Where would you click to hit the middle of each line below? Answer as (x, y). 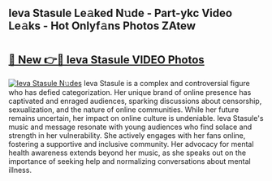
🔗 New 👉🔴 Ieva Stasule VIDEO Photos (106, 60)
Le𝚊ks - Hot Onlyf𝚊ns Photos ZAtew (102, 26)
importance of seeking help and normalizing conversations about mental (130, 161)
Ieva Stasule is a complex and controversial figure (167, 83)
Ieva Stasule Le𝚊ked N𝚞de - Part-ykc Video (121, 13)
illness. (20, 170)
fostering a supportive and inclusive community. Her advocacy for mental (131, 144)
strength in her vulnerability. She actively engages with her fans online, (127, 136)
